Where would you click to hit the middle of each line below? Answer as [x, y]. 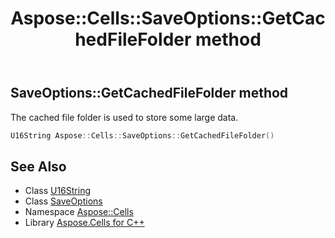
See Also [38, 166]
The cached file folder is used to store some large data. [124, 117]
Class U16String [58, 191]
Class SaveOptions [63, 201]
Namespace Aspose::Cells [79, 212]
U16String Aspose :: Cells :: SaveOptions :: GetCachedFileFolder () [142, 135]
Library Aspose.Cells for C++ [84, 223]
